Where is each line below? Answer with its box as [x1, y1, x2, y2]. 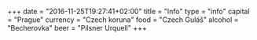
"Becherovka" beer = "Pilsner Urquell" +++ [7, 24, 147, 32]
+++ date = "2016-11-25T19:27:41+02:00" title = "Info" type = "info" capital [7, 7, 250, 16]
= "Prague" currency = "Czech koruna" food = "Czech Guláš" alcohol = [7, 15, 239, 24]
